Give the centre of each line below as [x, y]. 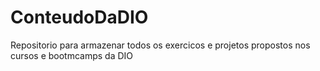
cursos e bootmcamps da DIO [72, 55]
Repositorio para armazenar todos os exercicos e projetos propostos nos [160, 45]
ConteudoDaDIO [79, 17]
